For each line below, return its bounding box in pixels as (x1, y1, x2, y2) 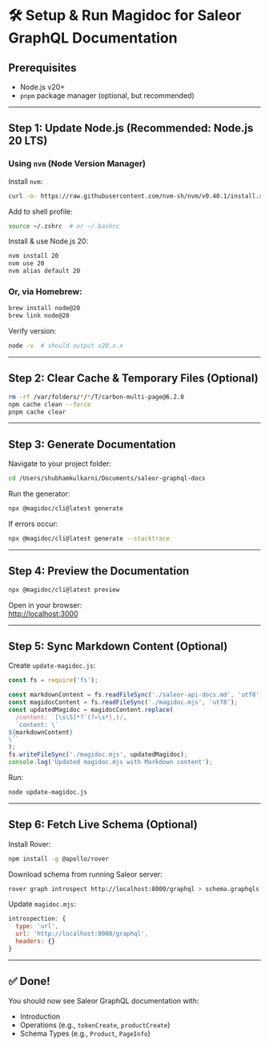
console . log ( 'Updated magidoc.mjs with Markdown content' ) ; (8, 758, 214, 766)
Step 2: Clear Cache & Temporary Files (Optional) (8, 371, 259, 386)
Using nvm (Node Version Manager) (8, 158, 147, 170)
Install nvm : (8, 176, 43, 186)
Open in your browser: (8, 600, 82, 610)
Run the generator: (8, 489, 70, 499)
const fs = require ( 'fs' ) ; (8, 676, 98, 684)
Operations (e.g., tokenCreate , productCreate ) (19, 1019, 171, 1029)
